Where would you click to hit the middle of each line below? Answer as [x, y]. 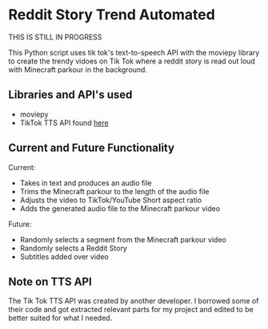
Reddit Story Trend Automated [112, 15]
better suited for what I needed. [60, 318]
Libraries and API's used [70, 95]
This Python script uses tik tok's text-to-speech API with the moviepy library [134, 52]
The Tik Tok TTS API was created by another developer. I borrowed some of [134, 301]
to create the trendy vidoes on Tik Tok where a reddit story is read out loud [132, 61]
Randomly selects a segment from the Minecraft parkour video [123, 239]
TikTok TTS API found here [64, 123]
